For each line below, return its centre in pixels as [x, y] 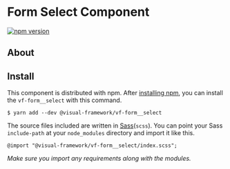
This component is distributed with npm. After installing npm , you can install [115, 93]
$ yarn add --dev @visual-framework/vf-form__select [85, 113]
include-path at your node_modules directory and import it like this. [101, 133]
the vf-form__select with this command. [65, 100]
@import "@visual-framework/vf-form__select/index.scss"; [92, 146]
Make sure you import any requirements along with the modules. [99, 159]
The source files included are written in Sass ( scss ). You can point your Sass [115, 126]
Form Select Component [78, 12]
